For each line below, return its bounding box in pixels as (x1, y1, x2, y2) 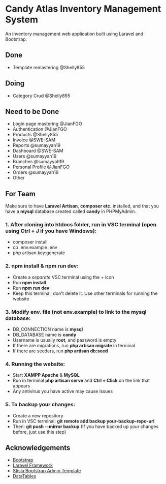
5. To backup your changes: (5, 401, 76, 408)
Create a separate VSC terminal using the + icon (12, 274, 114, 280)
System (5, 14, 39, 25)
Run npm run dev (12, 285, 50, 291)
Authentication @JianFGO (12, 126, 68, 132)
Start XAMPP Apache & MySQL (12, 372, 80, 378)
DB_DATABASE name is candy (12, 331, 77, 338)
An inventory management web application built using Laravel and (5, 31, 144, 37)
